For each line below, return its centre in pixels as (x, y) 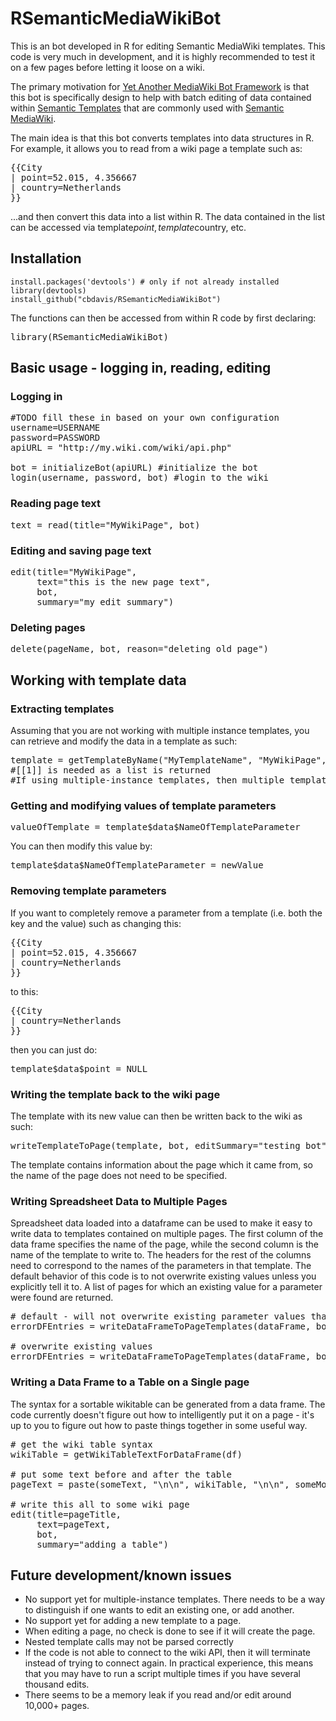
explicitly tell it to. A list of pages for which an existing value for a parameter (166, 1287)
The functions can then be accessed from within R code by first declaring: (163, 318)
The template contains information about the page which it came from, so (161, 1164)
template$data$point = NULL (79, 1068)
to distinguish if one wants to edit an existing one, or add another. (159, 1610)
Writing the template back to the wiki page (115, 1094)
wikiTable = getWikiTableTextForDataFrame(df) (126, 1454)
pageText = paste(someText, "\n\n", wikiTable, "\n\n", (150, 1484)
